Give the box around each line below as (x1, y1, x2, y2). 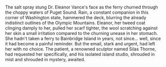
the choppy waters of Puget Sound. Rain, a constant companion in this (5, 9, 149, 15)
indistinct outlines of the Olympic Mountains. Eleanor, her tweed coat (5, 20, 146, 26)
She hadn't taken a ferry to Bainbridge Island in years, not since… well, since (5, 35, 161, 41)
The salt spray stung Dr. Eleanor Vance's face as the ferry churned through (5, 4, 158, 10)
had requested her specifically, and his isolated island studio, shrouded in (5, 51, 155, 57)
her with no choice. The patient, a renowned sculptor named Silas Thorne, (5, 46, 157, 52)
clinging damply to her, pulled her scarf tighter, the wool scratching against (5, 25, 158, 31)
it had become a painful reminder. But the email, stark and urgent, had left (5, 41, 156, 46)
